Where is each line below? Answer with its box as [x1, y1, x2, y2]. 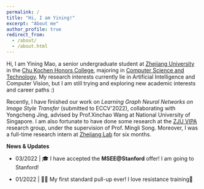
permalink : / [6, 9, 40, 15]
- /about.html [12, 44, 48, 50]
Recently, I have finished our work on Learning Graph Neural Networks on [6, 98, 194, 105]
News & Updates [6, 142, 50, 150]
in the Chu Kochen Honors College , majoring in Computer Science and [6, 66, 184, 74]
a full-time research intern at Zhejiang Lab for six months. [6, 130, 152, 138]
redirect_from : [6, 32, 45, 38]
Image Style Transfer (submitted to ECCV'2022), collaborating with [6, 104, 176, 112]
